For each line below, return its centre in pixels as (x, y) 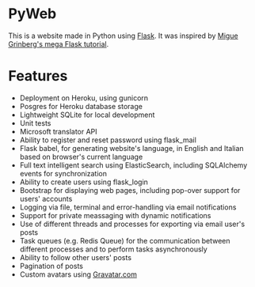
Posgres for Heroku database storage (81, 106)
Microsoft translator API (58, 131)
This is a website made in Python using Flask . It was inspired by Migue (124, 36)
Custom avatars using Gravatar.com (78, 274)
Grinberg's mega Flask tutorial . (59, 43)
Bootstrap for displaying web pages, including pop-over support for (130, 190)
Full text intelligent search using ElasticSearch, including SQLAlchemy (133, 165)
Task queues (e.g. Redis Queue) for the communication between (125, 240)
